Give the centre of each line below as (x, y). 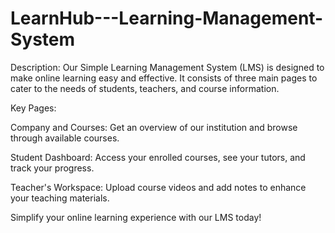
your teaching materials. (60, 198)
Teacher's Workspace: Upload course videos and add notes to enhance (158, 187)
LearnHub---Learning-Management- (167, 18)
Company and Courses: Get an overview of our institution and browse (154, 127)
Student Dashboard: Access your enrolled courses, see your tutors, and (158, 157)
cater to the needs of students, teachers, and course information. (145, 88)
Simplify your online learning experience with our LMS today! (136, 217)
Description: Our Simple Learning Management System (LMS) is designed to (167, 67)
